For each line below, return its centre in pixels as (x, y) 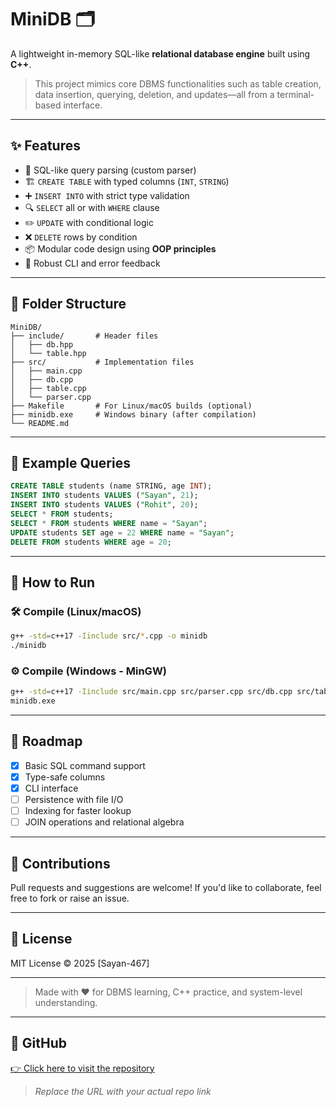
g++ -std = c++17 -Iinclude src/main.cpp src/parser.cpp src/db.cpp (151, 692)
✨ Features (45, 146)
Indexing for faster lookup (78, 811)
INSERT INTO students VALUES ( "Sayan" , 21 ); (104, 496)
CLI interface (51, 788)
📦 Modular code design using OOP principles (120, 248)
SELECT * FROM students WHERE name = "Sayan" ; (109, 523)
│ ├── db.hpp (42, 344)
